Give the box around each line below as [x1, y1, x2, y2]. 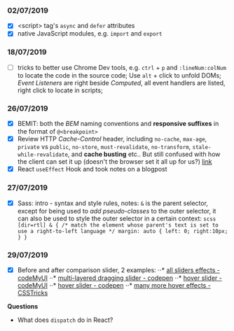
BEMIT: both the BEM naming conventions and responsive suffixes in [17, 120, 219, 128]
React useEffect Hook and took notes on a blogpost [17, 165, 167, 174]
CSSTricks [17, 288, 48, 297]
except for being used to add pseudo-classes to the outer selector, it [17, 206, 216, 215]
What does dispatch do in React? [17, 316, 113, 324]
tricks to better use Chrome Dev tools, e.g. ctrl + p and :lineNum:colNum [17, 63, 226, 71]
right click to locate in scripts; [17, 86, 103, 94]
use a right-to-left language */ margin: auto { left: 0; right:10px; [17, 227, 228, 234]
